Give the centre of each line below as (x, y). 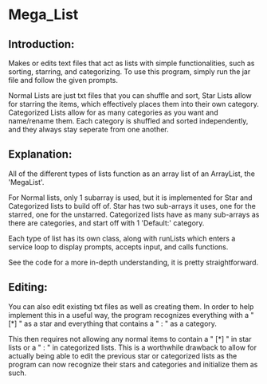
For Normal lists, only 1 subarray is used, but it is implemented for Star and (130, 198)
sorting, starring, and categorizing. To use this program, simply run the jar (130, 72)
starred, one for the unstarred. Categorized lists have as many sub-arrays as (134, 214)
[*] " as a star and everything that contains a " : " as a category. (113, 323)
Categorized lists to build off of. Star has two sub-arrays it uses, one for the (132, 206)
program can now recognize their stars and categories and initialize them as (133, 364)
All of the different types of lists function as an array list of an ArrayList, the (132, 174)
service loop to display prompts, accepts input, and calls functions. (118, 247)
